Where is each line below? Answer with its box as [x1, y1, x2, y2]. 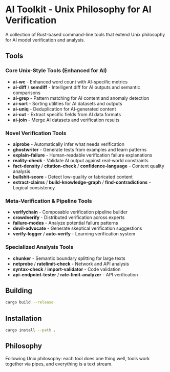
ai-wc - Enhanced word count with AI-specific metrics [12, 78, 128, 85]
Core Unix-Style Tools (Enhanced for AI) [5, 67, 107, 74]
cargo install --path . [5, 327, 56, 333]
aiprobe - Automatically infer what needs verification [12, 141, 124, 147]
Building [5, 286, 32, 295]
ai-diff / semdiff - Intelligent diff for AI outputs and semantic [12, 84, 141, 90]
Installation [5, 314, 42, 323]
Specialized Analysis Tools [5, 244, 74, 251]
